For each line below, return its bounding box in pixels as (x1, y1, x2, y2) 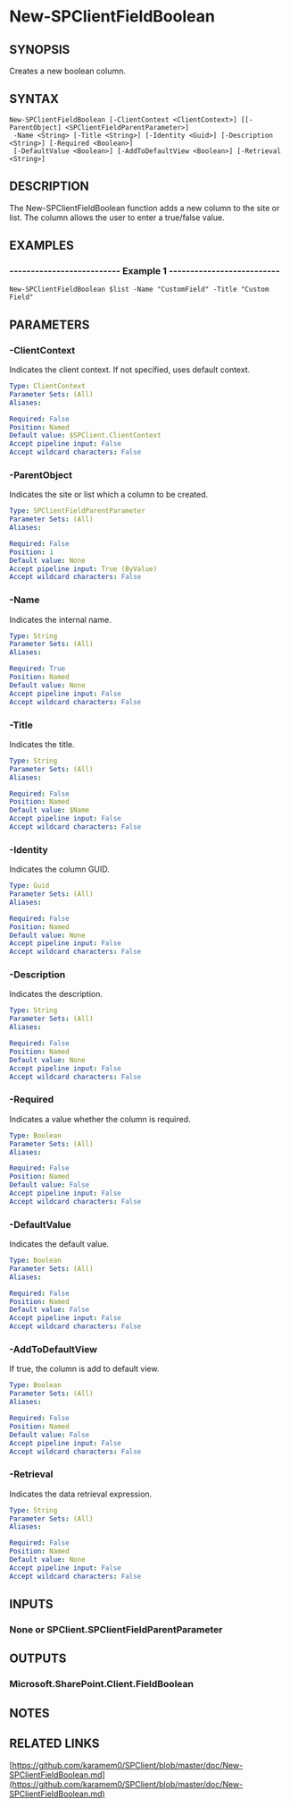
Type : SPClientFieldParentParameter (9, 507, 145, 516)
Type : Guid (9, 882, 50, 891)
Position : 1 (9, 548, 54, 557)
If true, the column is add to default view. (9, 1363, 160, 1375)
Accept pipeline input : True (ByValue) (9, 564, 158, 574)
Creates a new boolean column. (9, 65, 127, 76)
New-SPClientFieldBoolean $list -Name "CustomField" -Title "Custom (9, 285, 269, 294)
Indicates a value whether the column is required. (9, 1113, 191, 1124)
